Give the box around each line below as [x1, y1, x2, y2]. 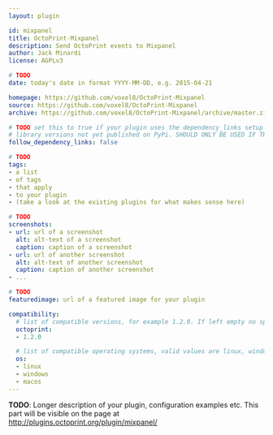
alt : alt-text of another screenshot [15, 258, 144, 266]
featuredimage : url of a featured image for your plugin [8, 295, 206, 304]
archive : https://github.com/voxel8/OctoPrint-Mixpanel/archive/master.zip [8, 109, 271, 117]
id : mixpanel [8, 26, 53, 35]
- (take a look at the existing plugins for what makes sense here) [8, 198, 245, 207]
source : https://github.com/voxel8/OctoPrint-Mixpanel [8, 101, 198, 110]
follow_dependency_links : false [8, 139, 118, 147]
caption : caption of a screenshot [15, 243, 132, 252]
